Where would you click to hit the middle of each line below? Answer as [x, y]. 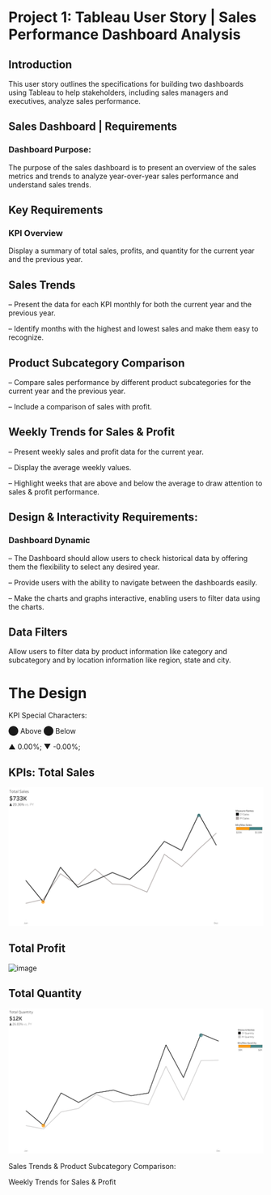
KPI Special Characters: [48, 715]
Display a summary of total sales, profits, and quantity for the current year [131, 251]
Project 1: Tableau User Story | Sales [133, 17]
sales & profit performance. [54, 491]
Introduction [40, 64]
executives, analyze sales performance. [75, 101]
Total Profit [37, 949]
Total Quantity [45, 993]
